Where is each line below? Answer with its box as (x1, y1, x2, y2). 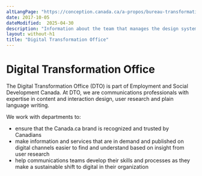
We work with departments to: (6, 113, 81, 120)
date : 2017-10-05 (6, 14, 50, 20)
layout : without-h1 (6, 31, 55, 37)
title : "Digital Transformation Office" (6, 37, 109, 43)
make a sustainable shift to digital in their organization (14, 163, 149, 170)
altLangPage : (6, 8, 39, 15)
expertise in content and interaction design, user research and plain (6, 95, 174, 102)
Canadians (14, 131, 42, 138)
